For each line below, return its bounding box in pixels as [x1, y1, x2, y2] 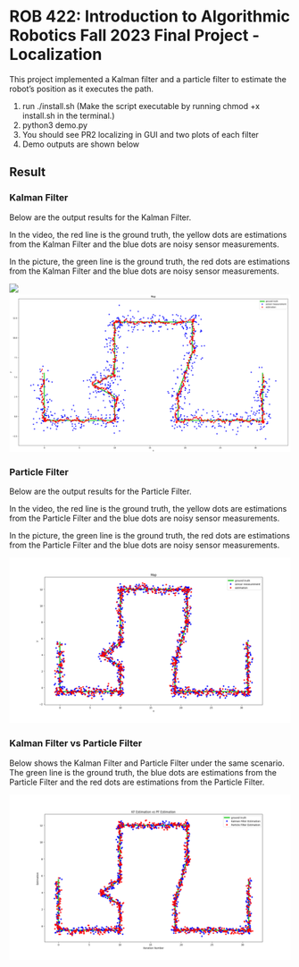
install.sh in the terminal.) [21, 110, 115, 121]
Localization [9, 45, 103, 64]
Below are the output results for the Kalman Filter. [9, 212, 192, 223]
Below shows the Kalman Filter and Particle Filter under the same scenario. [9, 758, 286, 768]
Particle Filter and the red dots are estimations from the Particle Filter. [9, 776, 265, 787]
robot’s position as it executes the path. [9, 83, 154, 94]
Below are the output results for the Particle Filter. [9, 486, 192, 496]
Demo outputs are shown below [21, 139, 140, 149]
